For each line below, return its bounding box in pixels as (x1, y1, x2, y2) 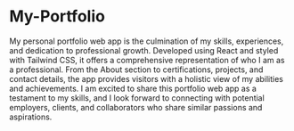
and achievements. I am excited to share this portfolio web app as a (9, 83, 257, 94)
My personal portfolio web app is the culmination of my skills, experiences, (9, 36, 284, 46)
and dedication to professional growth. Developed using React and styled (9, 45, 279, 55)
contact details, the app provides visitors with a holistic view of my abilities (9, 73, 283, 84)
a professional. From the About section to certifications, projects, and (9, 64, 264, 75)
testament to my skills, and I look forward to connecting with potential (9, 92, 265, 103)
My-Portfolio (9, 6, 105, 27)
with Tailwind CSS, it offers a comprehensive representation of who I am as (9, 54, 285, 65)
